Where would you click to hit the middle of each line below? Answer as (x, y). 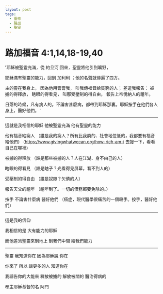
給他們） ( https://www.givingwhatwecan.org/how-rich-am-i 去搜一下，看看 (80, 142)
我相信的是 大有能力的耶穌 (31, 230)
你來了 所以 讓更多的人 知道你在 (37, 266)
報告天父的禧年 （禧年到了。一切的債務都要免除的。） (58, 189)
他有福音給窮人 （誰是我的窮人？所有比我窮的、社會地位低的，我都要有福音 (80, 136)
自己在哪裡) (16, 148)
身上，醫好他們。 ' (24, 111)
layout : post (18, 9)
